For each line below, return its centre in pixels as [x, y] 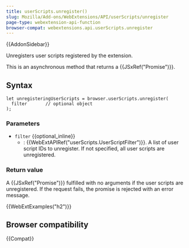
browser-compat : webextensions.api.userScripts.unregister [80, 28]
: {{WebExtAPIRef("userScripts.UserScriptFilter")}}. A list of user [101, 142]
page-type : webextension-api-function [53, 22]
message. [18, 195]
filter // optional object [52, 104]
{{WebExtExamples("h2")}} [39, 206]
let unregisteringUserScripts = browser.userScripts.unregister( [87, 99]
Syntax [19, 85]
